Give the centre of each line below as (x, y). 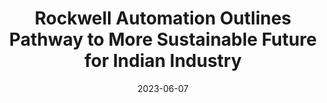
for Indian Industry (163, 61)
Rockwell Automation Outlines (163, 18)
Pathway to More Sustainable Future (163, 39)
